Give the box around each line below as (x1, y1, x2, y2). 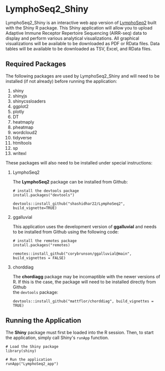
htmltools (12, 140, 32, 146)
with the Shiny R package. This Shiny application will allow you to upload (5, 25, 153, 30)
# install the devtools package (12, 188, 79, 193)
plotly (12, 108, 25, 114)
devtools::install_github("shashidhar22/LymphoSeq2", (12, 201, 125, 206)
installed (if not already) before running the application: (5, 78, 117, 84)
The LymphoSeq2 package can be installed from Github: (12, 179, 128, 185)
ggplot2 (12, 103, 29, 109)
